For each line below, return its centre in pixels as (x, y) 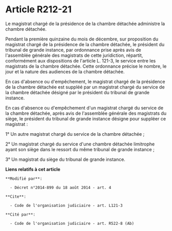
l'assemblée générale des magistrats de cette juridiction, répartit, (74, 55)
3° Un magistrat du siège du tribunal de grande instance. (65, 159)
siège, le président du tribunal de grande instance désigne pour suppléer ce (85, 118)
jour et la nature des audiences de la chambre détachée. (65, 71)
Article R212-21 (39, 9)
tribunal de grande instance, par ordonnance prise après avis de (73, 50)
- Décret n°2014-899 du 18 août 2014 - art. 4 (61, 187)
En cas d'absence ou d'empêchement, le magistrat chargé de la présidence (85, 81)
